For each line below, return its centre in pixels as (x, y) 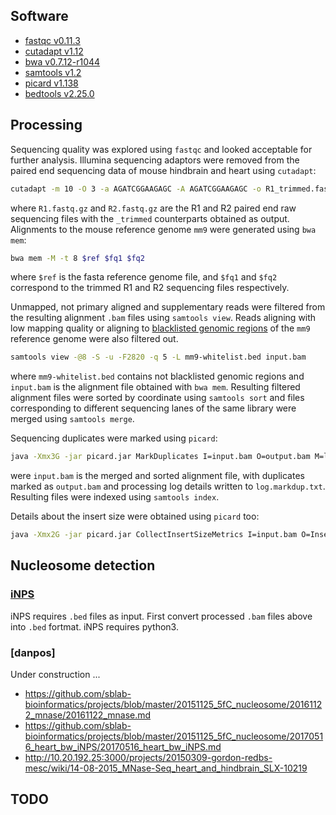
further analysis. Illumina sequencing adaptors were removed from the (155, 160)
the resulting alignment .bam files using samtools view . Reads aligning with (163, 318)
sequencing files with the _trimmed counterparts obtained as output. (150, 218)
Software (39, 16)
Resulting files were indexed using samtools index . (115, 497)
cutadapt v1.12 (54, 51)
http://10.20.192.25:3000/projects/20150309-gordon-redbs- (148, 757)
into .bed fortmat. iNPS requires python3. (94, 626)
